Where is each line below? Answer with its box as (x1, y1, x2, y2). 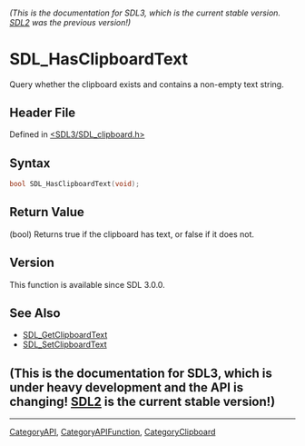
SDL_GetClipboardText (22, 330, 108, 341)
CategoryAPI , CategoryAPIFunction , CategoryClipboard (9, 427, 216, 438)
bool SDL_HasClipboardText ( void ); (9, 180, 141, 189)
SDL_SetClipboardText (22, 339, 107, 350)
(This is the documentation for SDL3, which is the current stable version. (9, 7, 281, 18)
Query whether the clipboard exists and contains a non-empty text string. (9, 78, 284, 90)
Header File (9, 104, 76, 120)
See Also (9, 305, 61, 322)
